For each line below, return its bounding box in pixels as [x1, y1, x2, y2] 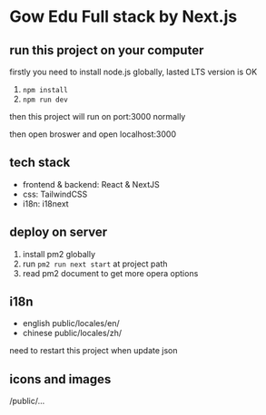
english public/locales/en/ [22, 318, 120, 329]
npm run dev [22, 95, 68, 104]
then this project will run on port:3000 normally [9, 111, 186, 121]
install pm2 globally [22, 248, 96, 259]
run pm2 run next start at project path [22, 258, 168, 269]
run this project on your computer [9, 43, 204, 58]
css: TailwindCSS [22, 188, 88, 199]
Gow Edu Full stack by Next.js [9, 6, 238, 27]
